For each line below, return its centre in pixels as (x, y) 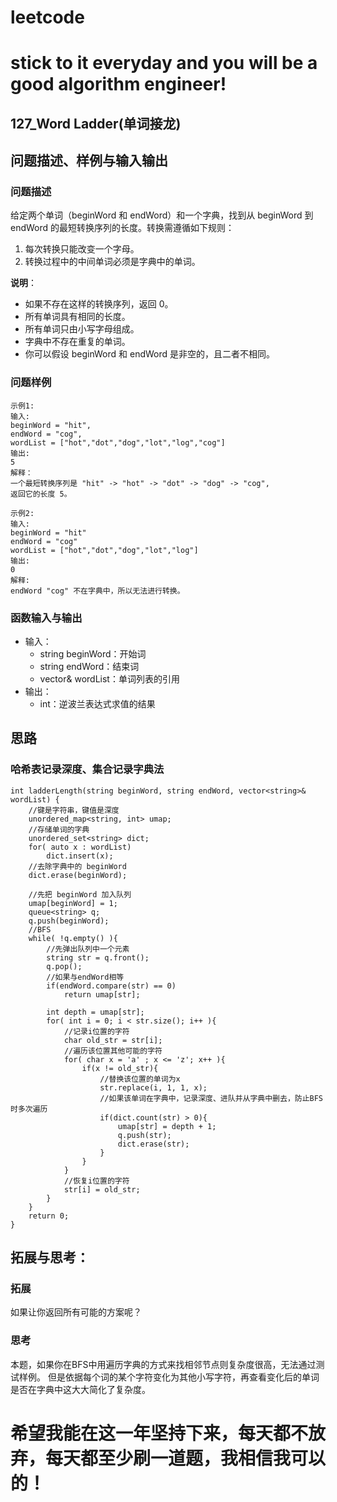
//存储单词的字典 (59, 829)
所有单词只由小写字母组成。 (82, 329)
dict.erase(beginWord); (78, 875)
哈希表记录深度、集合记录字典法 (87, 769)
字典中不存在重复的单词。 (77, 342)
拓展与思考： (50, 1257)
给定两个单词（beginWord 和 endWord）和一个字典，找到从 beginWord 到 (162, 215)
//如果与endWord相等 (85, 977)
